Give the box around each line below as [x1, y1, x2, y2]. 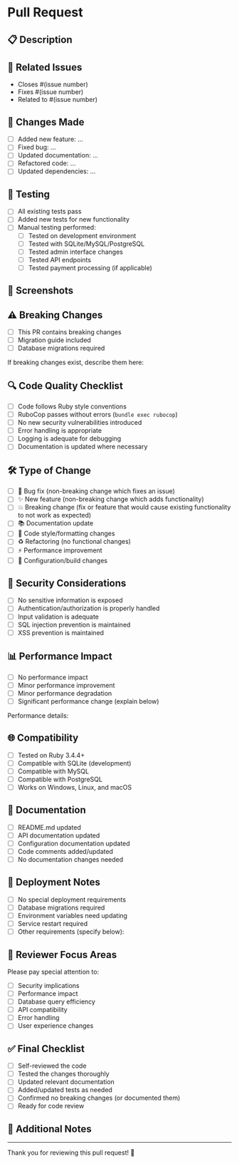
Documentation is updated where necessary [17, 443, 148, 451]
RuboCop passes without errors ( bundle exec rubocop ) [17, 411, 178, 419]
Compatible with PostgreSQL [17, 775, 103, 783]
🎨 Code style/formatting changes [17, 529, 115, 538]
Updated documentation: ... [17, 151, 98, 160]
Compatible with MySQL [17, 767, 90, 776]
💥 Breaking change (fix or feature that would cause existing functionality [17, 503, 231, 512]
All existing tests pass [17, 207, 82, 216]
